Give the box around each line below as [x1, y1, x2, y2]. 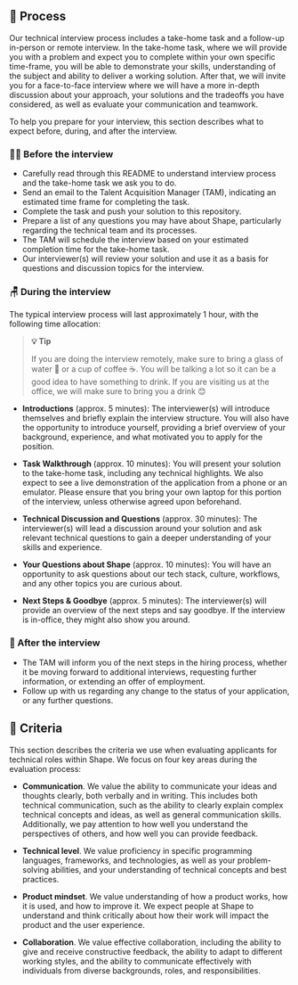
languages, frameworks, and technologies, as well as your [21, 855, 236, 866]
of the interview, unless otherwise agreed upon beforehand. [21, 497, 242, 507]
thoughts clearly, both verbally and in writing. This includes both [21, 790, 258, 800]
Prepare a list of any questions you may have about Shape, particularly [21, 216, 282, 226]
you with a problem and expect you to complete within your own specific [9, 51, 276, 62]
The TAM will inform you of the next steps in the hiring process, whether [21, 657, 287, 668]
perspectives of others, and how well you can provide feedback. [21, 828, 259, 839]
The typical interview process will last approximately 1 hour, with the [9, 309, 260, 320]
